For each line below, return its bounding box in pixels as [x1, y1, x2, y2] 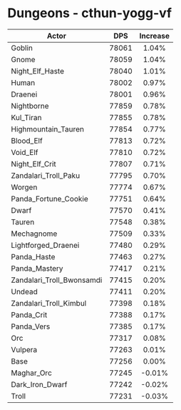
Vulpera [11, 344, 38, 354]
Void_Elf [11, 147, 38, 157]
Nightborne [11, 101, 49, 111]
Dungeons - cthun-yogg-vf [7, 5, 172, 21]
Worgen [11, 182, 38, 192]
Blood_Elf [11, 136, 43, 146]
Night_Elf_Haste [11, 66, 65, 76]
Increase [139, 31, 170, 41]
